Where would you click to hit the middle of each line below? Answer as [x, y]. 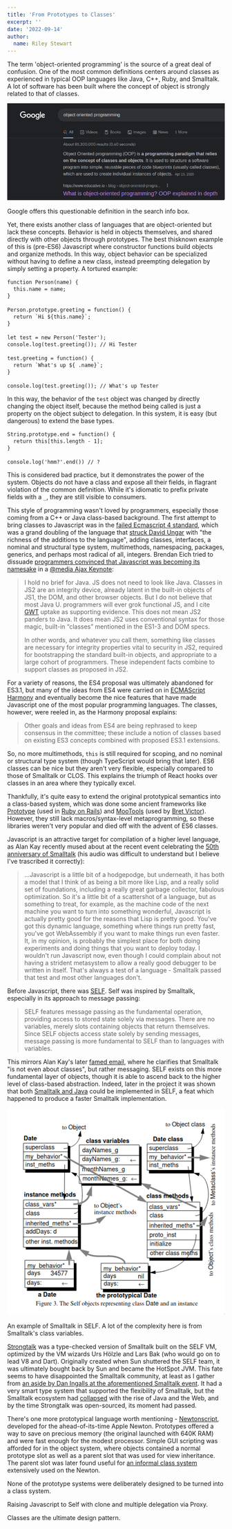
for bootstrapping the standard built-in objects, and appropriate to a [120, 654]
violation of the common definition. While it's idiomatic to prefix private [108, 489]
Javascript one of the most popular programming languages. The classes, [112, 705]
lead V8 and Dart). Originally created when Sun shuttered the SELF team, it [114, 1362]
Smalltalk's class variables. [46, 1333]
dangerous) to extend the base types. [61, 420]
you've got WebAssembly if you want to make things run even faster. [122, 933]
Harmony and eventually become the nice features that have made [102, 697]
